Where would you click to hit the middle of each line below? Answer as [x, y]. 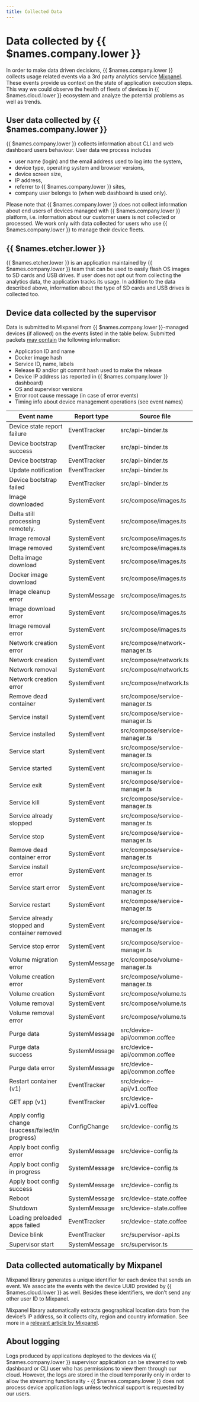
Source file [155, 416]
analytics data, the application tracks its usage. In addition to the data [91, 282]
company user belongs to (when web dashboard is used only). [91, 193]
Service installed [32, 734]
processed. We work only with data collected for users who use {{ [87, 224]
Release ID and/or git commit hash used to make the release [88, 370]
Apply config [27, 1115]
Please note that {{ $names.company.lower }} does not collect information [97, 205]
